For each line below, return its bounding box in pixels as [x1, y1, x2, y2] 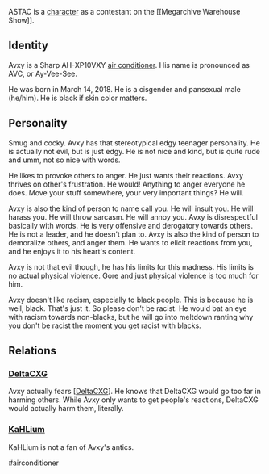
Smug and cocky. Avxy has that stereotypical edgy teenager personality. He [8, 137, 260, 148]
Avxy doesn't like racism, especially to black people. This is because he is [8, 295, 254, 304]
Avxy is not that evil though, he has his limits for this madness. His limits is [8, 262, 254, 271]
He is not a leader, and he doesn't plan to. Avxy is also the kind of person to [8, 229, 259, 239]
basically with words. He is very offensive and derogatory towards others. [8, 220, 254, 230]
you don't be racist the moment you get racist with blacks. [8, 321, 201, 330]
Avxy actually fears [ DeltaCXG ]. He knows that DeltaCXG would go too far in [8, 387, 262, 396]
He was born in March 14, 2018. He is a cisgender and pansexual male [8, 84, 242, 94]
